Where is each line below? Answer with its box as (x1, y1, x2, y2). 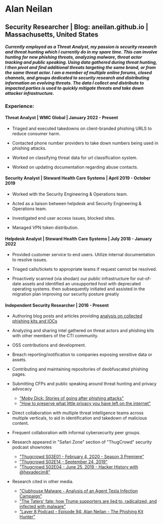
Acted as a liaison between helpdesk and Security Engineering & (12, 200, 142, 206)
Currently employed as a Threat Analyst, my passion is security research (5, 44, 157, 50)
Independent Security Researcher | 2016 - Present (5, 302, 109, 308)
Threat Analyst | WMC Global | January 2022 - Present (5, 115, 118, 121)
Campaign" (19, 493, 42, 499)
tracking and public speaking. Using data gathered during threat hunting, (5, 59, 157, 65)
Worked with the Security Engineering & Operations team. (12, 191, 128, 197)
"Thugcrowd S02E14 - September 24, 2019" (19, 459, 108, 465)
